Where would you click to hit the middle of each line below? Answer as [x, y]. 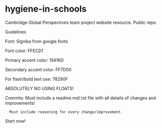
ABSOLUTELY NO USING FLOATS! [39, 88]
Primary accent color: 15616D [35, 60]
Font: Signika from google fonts [36, 41]
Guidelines [16, 32]
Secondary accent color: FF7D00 [38, 70]
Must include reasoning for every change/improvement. [66, 112]
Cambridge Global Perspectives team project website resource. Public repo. [81, 22]
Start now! [15, 121]
